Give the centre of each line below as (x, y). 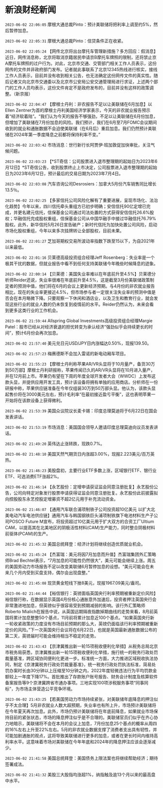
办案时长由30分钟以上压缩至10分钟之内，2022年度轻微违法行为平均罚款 (81, 670)
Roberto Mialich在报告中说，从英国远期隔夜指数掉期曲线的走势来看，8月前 (79, 611)
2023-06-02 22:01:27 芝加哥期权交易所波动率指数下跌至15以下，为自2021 (78, 241)
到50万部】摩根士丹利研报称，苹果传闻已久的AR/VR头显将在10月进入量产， (80, 370)
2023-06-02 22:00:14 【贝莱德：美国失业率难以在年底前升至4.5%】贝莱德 (78, 274)
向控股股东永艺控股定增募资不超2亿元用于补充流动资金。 (62, 499)
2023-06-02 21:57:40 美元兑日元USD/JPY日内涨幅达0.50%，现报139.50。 (78, 343)
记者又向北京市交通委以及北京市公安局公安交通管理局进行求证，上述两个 (81, 81)
